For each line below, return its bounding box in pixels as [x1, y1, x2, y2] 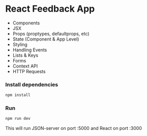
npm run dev [5, 116, 31, 121]
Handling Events [12, 47, 47, 53]
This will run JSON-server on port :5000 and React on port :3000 [5, 125, 142, 131]
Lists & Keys [12, 52, 39, 58]
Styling [12, 41, 28, 47]
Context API [12, 63, 38, 69]
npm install [5, 92, 31, 98]
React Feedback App [5, 3, 95, 15]
